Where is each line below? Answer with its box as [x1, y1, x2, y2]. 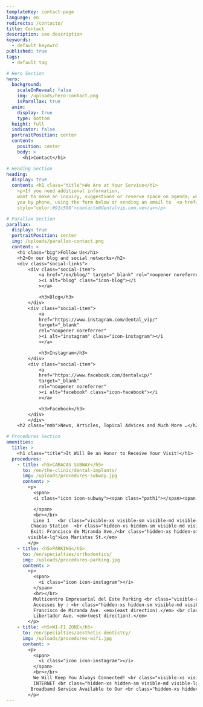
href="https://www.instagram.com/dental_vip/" [38, 317, 158, 323]
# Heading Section [6, 166, 53, 172]
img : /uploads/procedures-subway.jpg [22, 473, 118, 479]
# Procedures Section [6, 433, 61, 440]
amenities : [6, 439, 34, 445]
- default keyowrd [11, 43, 59, 49]
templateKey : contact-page [6, 8, 74, 15]
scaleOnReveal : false [17, 87, 71, 94]
